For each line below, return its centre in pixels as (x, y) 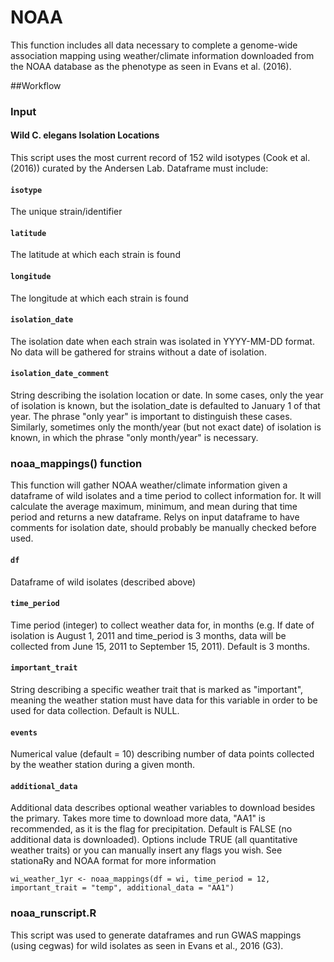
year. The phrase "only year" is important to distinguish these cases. (151, 417)
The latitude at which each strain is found (95, 255)
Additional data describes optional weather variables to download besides (163, 808)
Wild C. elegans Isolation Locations (85, 135)
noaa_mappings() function (76, 463)
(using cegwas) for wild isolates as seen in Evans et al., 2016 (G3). (147, 945)
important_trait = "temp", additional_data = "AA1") (122, 888)
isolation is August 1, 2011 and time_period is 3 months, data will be (148, 635)
